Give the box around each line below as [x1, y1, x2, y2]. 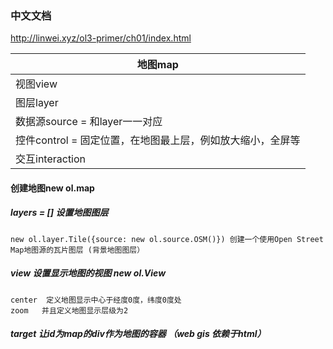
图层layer [15, 96, 59, 110]
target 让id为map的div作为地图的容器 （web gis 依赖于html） [10, 328, 267, 340]
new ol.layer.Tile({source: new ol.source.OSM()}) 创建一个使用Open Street [10, 234, 324, 244]
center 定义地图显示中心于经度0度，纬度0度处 [10, 295, 182, 305]
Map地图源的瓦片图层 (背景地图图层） [10, 245, 145, 255]
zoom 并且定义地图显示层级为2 [10, 305, 129, 316]
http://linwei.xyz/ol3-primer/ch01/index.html [10, 32, 192, 44]
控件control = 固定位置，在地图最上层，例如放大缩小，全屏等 [15, 133, 301, 147]
